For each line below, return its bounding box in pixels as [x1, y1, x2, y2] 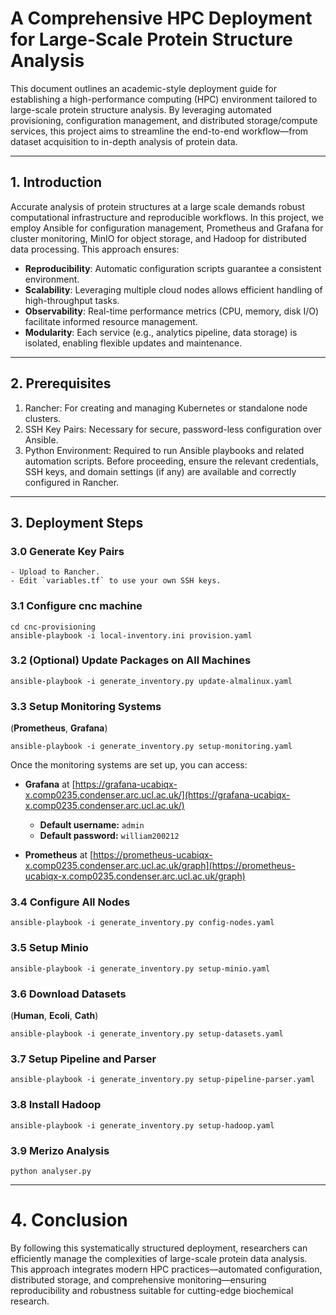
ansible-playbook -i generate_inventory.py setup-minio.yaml [10, 963, 271, 974]
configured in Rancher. [24, 476, 120, 488]
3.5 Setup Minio [10, 941, 89, 955]
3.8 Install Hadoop [10, 1098, 102, 1112]
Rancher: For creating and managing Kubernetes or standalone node [24, 402, 308, 414]
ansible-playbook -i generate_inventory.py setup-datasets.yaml [10, 1029, 284, 1039]
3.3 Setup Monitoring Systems [10, 699, 162, 713]
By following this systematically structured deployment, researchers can [10, 1242, 308, 1254]
